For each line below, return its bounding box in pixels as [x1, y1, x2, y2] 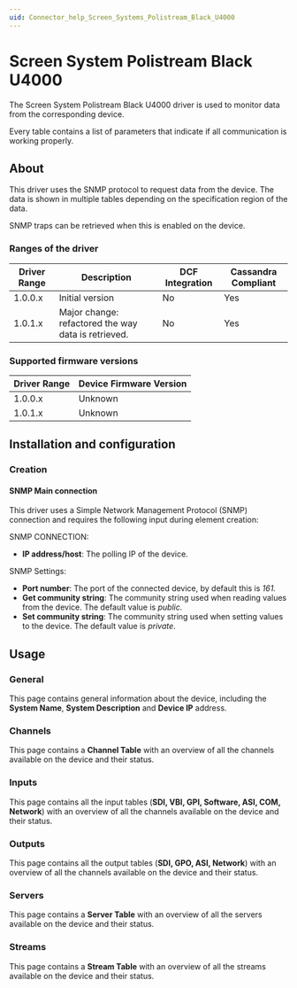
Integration [164, 276, 213, 289]
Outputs [9, 837, 46, 850]
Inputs [9, 776, 38, 789]
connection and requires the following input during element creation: [9, 515, 259, 525]
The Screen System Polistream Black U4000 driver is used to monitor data [9, 99, 280, 110]
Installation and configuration [9, 437, 176, 452]
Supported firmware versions [9, 354, 139, 367]
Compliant [231, 276, 277, 289]
